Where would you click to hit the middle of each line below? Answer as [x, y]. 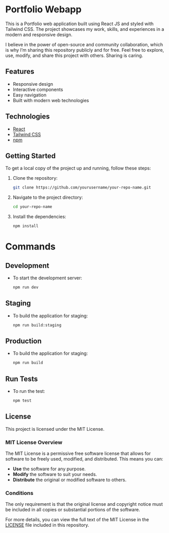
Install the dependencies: [40, 217]
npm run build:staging [37, 325]
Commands [31, 247]
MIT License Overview [34, 442]
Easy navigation [30, 95]
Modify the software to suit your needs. [55, 474]
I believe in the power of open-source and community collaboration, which [84, 44]
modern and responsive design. [39, 34]
